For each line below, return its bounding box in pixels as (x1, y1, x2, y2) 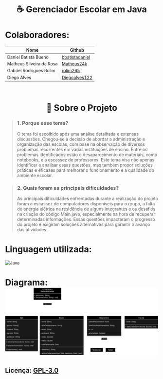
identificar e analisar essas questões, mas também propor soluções (17, 162, 153, 168)
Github (70, 47, 84, 53)
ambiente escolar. (17, 172, 53, 178)
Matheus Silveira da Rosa (7, 61, 58, 67)
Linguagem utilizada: (5, 244, 92, 255)
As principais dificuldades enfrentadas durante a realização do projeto (17, 196, 158, 201)
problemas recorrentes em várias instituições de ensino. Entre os (17, 146, 147, 152)
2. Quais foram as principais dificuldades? (17, 184, 119, 191)
